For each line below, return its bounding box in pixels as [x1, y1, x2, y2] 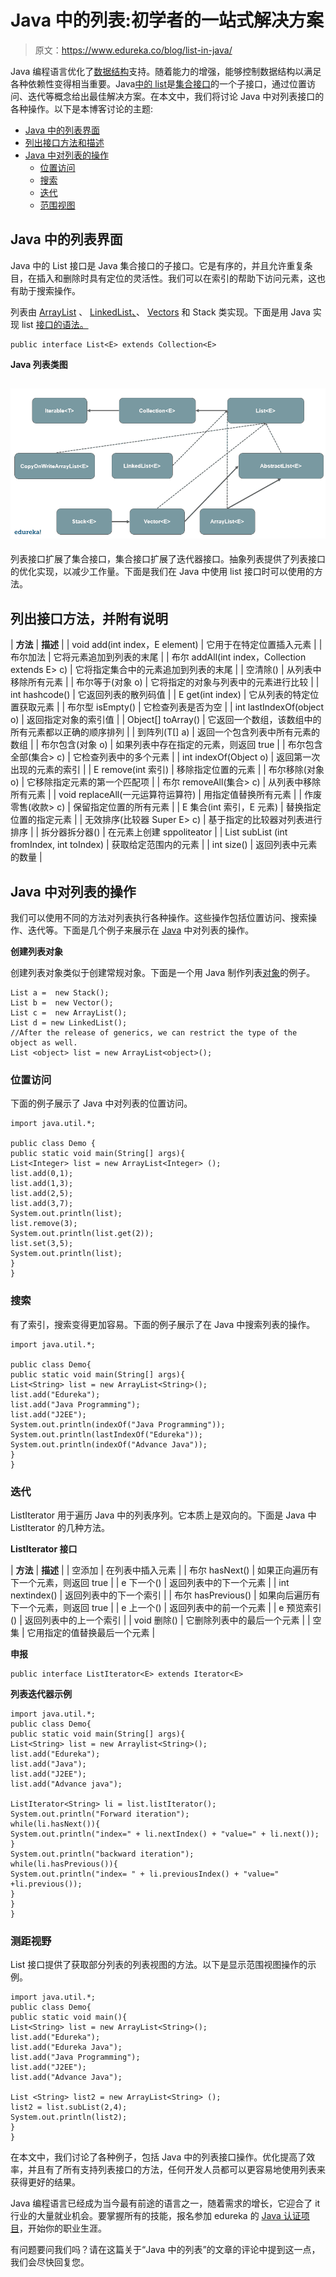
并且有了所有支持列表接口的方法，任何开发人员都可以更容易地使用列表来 [27, 2164, 326, 2176]
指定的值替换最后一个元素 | [44, 1626, 156, 1638]
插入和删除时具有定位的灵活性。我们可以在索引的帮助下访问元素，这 [36, 272, 317, 284]
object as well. [10, 1038, 78, 1048]
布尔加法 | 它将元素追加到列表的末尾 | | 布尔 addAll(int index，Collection [10, 651, 307, 663]
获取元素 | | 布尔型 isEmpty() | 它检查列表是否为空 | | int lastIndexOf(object [18, 701, 325, 713]
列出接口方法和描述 [24, 136, 105, 148]
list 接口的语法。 [21, 318, 89, 330]
